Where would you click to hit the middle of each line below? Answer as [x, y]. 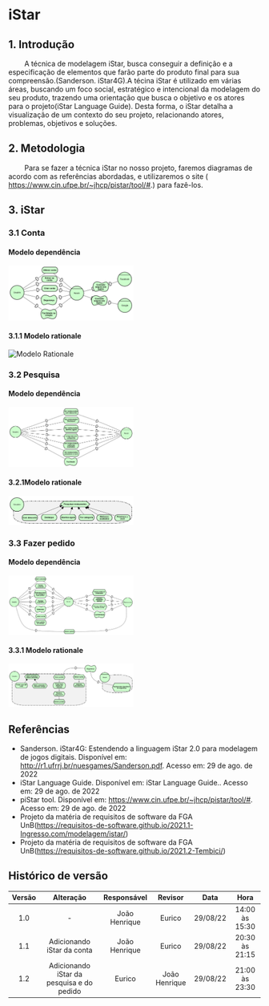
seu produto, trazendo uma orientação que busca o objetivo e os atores [126, 97]
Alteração [70, 898]
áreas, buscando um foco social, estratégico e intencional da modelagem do [134, 89]
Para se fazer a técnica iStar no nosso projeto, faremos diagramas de [138, 168]
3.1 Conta [27, 233]
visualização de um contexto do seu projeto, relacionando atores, [116, 115]
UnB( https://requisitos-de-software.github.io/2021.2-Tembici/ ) [123, 850]
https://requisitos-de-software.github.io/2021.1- [115, 825]
